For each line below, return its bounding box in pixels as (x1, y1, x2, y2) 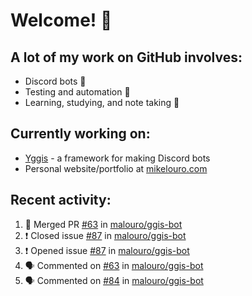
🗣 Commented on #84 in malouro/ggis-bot (24, 274, 204, 286)
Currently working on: (10, 125, 151, 143)
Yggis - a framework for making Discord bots (24, 152, 211, 164)
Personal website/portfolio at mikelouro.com (24, 162, 208, 174)
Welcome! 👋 (10, 9, 113, 32)
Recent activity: (10, 192, 112, 209)
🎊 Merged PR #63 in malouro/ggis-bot (24, 218, 183, 230)
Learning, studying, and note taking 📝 (24, 97, 180, 108)
